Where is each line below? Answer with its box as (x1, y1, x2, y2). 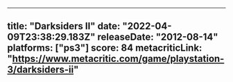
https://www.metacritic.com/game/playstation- (12, 53, 225, 65)
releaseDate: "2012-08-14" (97, 31, 218, 43)
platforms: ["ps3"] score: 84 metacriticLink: (7, 42, 202, 54)
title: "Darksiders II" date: (7, 20, 121, 32)
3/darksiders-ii (7, 64, 74, 76)
